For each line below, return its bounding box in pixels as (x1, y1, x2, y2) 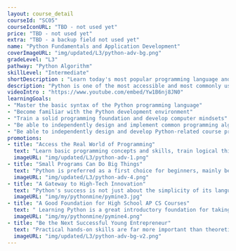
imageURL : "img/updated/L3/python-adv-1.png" (13, 154, 150, 162)
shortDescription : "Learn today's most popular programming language (7, 75, 218, 83)
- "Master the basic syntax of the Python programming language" (7, 102, 202, 109)
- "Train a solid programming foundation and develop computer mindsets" (7, 115, 228, 122)
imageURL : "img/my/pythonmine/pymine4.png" (13, 213, 143, 220)
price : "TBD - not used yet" (7, 30, 93, 37)
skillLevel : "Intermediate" (7, 69, 90, 76)
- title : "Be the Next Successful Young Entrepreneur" (7, 219, 171, 226)
